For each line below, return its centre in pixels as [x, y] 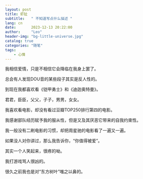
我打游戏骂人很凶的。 [26, 161]
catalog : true [19, 41]
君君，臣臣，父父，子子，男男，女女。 [43, 100]
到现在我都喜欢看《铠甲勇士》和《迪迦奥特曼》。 [53, 89]
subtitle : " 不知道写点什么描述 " [39, 18]
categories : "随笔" [24, 45]
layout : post [18, 9]
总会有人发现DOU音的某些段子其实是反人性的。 [52, 79]
